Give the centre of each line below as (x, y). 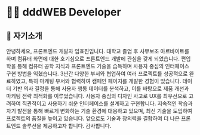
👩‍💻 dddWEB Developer (64, 12)
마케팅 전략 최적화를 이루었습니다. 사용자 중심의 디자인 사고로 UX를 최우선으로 (97, 96)
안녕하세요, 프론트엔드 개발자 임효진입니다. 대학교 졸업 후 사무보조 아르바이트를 (98, 51)
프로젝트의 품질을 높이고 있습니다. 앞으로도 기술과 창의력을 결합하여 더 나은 (93, 118)
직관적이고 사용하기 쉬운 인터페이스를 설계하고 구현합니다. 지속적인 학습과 (107, 103)
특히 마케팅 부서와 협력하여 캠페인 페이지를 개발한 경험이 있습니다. (105, 81)
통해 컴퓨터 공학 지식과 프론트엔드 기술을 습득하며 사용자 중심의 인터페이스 (103, 66)
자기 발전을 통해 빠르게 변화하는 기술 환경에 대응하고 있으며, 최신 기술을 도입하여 (99, 111)
